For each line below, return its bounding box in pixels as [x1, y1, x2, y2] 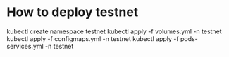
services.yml [6, 42, 44, 50]
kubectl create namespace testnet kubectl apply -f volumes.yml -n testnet [6, 27, 223, 35]
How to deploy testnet [6, 4, 139, 20]
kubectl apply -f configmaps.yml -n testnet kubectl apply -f [6, 34, 179, 42]
